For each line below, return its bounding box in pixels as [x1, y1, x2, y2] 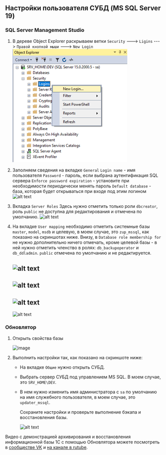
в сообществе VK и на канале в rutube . [5, 444, 88, 450]
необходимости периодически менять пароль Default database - [12, 183, 152, 189]
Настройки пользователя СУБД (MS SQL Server [5, 4, 161, 12]
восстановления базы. [19, 414, 68, 420]
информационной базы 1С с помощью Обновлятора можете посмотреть [5, 439, 160, 445]
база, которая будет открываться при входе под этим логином [12, 188, 147, 194]
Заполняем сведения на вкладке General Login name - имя [12, 167, 136, 173]
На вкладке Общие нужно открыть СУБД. [19, 364, 105, 370]
